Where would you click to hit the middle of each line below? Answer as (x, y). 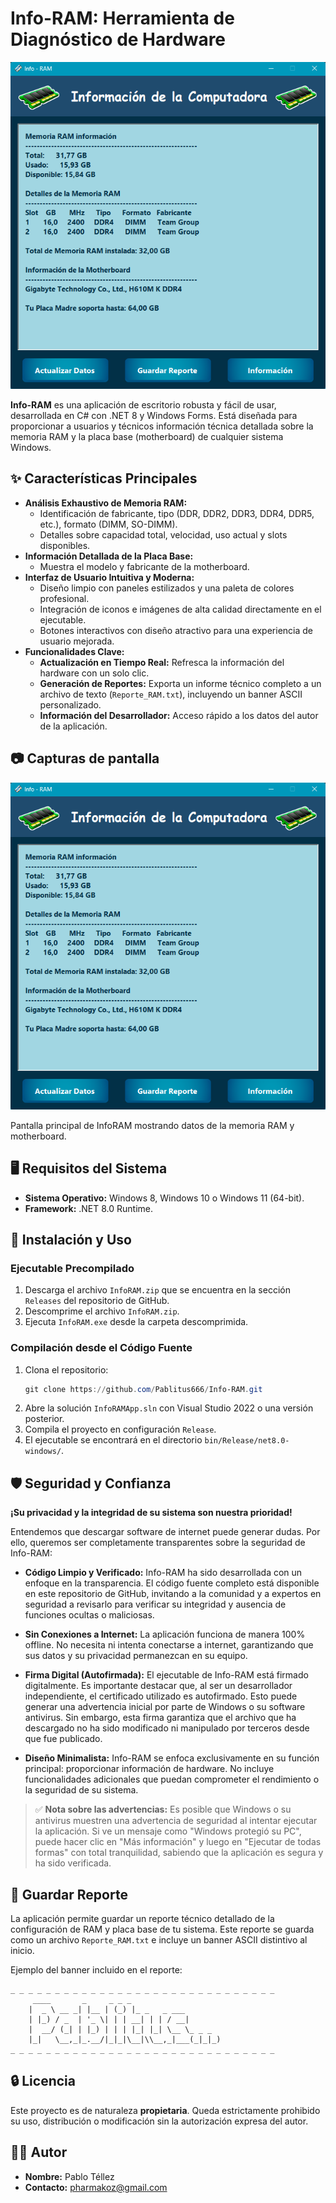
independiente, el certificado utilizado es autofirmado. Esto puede (161, 1696)
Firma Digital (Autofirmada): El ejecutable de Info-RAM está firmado (166, 1675)
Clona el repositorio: (66, 1369)
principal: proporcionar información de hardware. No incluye (149, 1769)
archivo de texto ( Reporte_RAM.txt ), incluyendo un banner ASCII (171, 694)
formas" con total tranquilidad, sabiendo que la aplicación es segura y (179, 1853)
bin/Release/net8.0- (247, 1441)
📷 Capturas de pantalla (85, 758)
